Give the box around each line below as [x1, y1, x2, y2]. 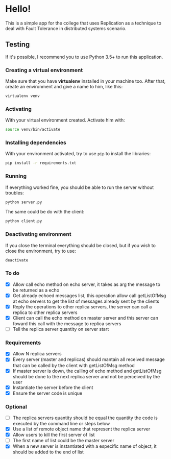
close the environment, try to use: [5, 248, 77, 254]
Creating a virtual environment [5, 66, 83, 74]
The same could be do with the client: [5, 209, 85, 215]
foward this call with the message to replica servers [12, 321, 121, 327]
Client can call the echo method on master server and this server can [12, 315, 159, 321]
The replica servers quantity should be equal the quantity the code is [12, 415, 158, 421]
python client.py [5, 219, 42, 224]
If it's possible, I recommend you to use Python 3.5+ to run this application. [5, 54, 163, 60]
